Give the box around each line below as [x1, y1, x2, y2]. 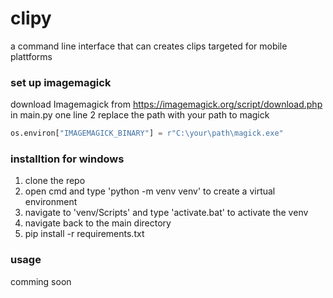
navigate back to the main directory [24, 217, 172, 229]
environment [24, 196, 78, 208]
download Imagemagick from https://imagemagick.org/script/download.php [10, 98, 323, 111]
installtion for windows [10, 152, 125, 166]
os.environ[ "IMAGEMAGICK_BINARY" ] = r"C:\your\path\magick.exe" [10, 128, 284, 139]
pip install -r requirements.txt [24, 228, 145, 240]
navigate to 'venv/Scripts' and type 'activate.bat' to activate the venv [24, 207, 309, 219]
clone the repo [24, 175, 86, 187]
